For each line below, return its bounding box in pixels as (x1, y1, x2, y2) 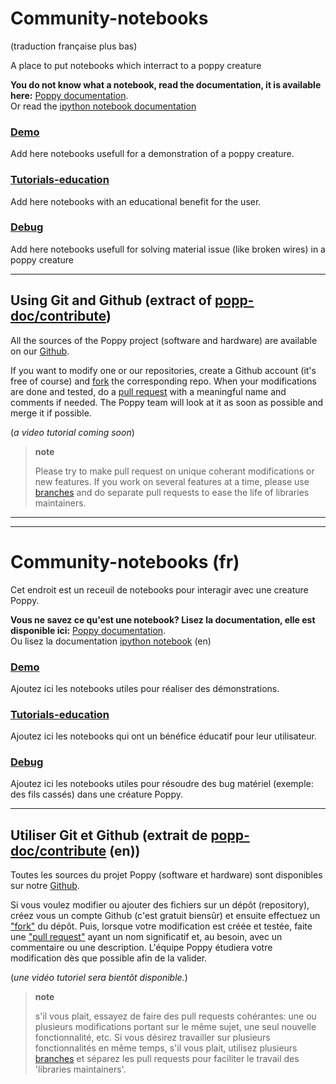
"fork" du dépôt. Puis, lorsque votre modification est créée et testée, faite (10, 920, 313, 932)
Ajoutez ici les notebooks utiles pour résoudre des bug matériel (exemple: (10, 778, 314, 790)
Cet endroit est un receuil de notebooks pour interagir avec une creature (10, 583, 309, 596)
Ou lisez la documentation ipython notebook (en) (10, 635, 212, 647)
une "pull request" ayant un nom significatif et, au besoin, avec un (10, 931, 283, 943)
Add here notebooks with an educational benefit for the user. (10, 195, 262, 207)
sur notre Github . (10, 880, 80, 892)
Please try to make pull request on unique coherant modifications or (34, 465, 315, 477)
